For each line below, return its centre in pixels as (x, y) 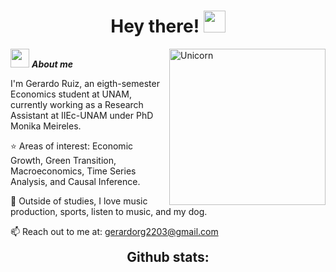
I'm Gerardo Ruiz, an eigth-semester (85, 83)
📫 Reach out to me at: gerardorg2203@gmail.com (114, 231)
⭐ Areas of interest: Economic (72, 146)
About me (52, 64)
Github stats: (168, 256)
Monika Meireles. (46, 126)
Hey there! (155, 26)
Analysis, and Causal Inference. (75, 181)
